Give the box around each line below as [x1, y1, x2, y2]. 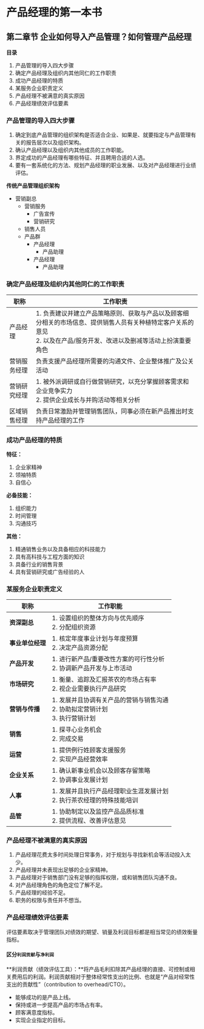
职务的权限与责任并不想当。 [15, 897, 85, 904]
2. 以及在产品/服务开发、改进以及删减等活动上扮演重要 [35, 336, 191, 345]
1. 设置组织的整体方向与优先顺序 [52, 614, 144, 622]
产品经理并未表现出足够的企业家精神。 [15, 866, 111, 874]
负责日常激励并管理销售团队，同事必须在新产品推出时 [35, 407, 188, 415]
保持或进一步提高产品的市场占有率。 [15, 1001, 106, 1008]
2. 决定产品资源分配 [52, 644, 108, 652]
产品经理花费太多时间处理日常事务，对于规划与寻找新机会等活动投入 [15, 851, 186, 858]
